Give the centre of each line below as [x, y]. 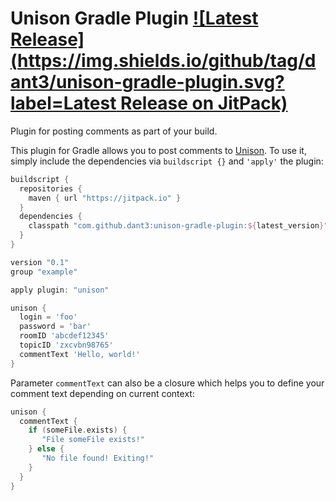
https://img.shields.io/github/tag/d [167, 61]
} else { [46, 449]
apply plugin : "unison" [60, 290]
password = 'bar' [55, 327]
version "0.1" [40, 262]
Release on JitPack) [204, 103]
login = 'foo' [48, 317]
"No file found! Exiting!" [98, 458]
